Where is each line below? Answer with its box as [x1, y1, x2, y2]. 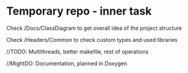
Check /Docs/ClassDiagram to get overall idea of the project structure [6, 24, 182, 32]
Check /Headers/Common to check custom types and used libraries [6, 36, 178, 43]
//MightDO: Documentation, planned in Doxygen [6, 60, 128, 67]
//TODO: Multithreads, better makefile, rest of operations [6, 47, 149, 55]
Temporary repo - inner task [6, 4, 152, 18]
